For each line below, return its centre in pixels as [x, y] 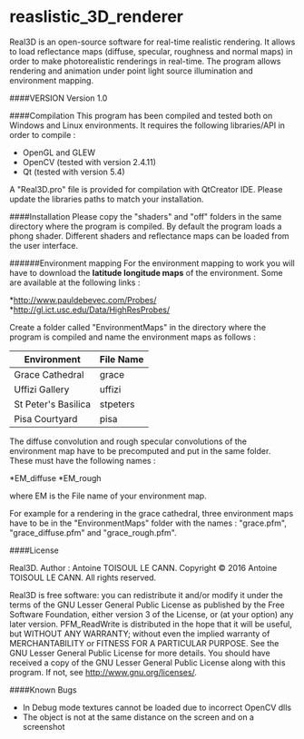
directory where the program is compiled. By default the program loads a [146, 226]
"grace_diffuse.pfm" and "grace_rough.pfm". [93, 532]
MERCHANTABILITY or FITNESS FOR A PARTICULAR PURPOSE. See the [144, 643]
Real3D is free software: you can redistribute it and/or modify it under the [147, 595]
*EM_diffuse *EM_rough [55, 478]
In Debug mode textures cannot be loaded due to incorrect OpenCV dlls [157, 707]
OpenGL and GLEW [59, 153]
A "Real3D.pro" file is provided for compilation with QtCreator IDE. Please [146, 189]
